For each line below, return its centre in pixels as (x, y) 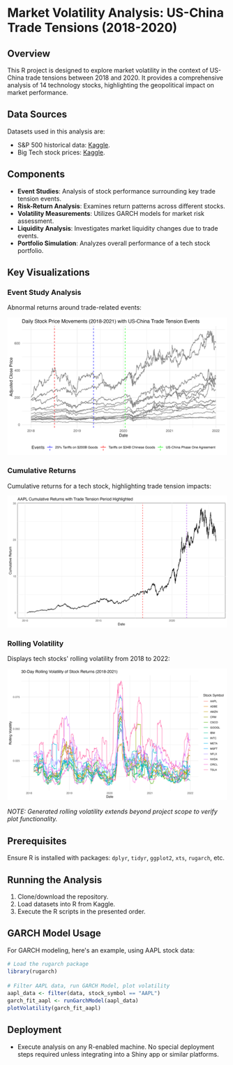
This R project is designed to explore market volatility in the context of (108, 70)
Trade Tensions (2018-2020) (92, 28)
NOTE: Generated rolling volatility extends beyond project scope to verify (112, 811)
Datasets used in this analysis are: (56, 131)
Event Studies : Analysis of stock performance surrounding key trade (116, 191)
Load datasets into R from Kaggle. (66, 904)
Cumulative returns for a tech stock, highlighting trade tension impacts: (109, 486)
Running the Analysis (55, 879)
